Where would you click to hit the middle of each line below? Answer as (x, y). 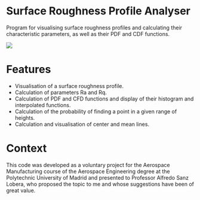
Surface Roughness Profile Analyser (99, 11)
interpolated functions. (43, 105)
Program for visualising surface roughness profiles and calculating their (94, 28)
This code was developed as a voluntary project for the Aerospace (88, 165)
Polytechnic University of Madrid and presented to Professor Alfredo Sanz (98, 177)
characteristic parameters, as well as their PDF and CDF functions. (88, 34)
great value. (21, 190)
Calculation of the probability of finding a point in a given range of (96, 111)
